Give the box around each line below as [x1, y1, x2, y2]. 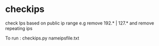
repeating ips [5, 25, 33, 31]
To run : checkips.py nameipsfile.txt [5, 35, 79, 41]
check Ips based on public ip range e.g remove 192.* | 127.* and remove [5, 20, 154, 26]
